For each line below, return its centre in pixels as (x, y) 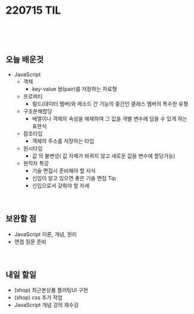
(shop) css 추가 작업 (38, 297)
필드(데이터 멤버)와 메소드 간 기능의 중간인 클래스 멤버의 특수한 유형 (110, 103)
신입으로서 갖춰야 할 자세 (61, 186)
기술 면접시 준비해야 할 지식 (64, 171)
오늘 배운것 (25, 60)
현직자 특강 (36, 163)
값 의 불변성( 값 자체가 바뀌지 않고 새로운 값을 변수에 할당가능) (104, 156)
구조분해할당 (37, 111)
